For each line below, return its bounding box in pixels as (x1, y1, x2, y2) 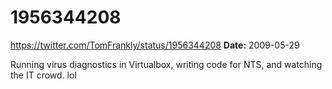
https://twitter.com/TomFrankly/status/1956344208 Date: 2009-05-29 (10, 39, 300, 51)
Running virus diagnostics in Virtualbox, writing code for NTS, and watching (10, 58, 323, 70)
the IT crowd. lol (10, 69, 77, 81)
